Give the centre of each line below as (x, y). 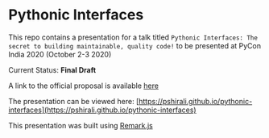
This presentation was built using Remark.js (81, 125)
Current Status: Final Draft (52, 69)
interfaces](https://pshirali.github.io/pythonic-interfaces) (102, 110)
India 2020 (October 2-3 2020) (60, 54)
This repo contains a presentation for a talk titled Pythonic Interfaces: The (133, 37)
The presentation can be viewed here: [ (74, 101)
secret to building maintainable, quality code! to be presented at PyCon (135, 45)
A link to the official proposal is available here (84, 86)
